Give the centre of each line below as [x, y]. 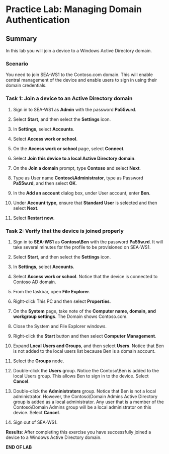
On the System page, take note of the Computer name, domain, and [84, 311]
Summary [21, 39]
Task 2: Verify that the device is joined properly [65, 231]
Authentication [38, 20]
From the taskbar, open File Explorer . [52, 291]
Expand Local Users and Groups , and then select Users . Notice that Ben [88, 346]
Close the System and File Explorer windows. [60, 326]
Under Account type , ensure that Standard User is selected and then [85, 203]
